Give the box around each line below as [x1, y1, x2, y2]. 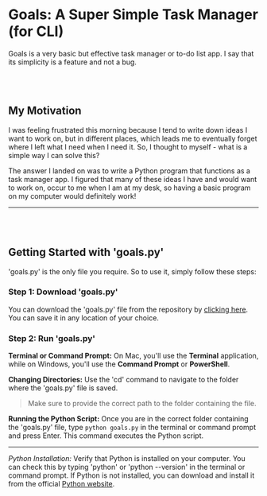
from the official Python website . [8, 479, 115, 489]
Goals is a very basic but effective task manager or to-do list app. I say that [8, 48, 254, 58]
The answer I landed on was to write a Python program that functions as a [8, 165, 250, 176]
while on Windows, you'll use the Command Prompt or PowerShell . [8, 359, 230, 369]
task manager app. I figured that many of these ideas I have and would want [8, 174, 257, 184]
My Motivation [8, 104, 82, 118]
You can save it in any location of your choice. [8, 312, 159, 323]
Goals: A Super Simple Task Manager [8, 6, 258, 24]
